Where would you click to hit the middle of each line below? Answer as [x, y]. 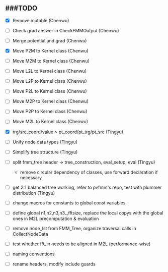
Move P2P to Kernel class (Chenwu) [50, 112]
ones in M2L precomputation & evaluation [56, 219]
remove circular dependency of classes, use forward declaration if [89, 172]
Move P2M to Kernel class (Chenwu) [51, 51]
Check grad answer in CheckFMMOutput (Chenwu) [66, 30]
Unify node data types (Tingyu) [45, 142]
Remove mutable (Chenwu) [41, 20]
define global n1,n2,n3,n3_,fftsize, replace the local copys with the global [88, 213]
